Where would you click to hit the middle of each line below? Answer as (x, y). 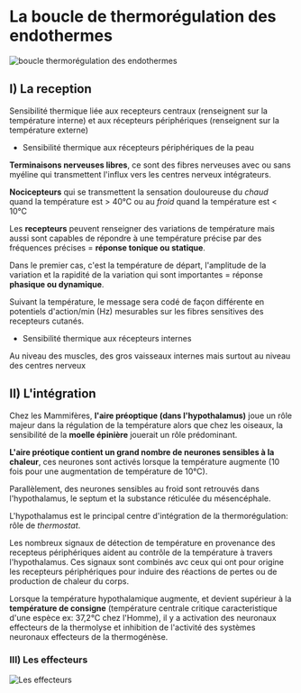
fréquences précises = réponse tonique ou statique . (107, 247)
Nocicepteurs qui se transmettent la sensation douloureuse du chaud (139, 192)
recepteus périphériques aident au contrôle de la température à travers (141, 552)
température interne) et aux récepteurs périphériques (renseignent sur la (144, 120)
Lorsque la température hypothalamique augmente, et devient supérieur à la (150, 598)
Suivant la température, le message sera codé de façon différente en (137, 301)
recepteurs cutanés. (47, 321)
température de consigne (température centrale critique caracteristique (143, 608)
